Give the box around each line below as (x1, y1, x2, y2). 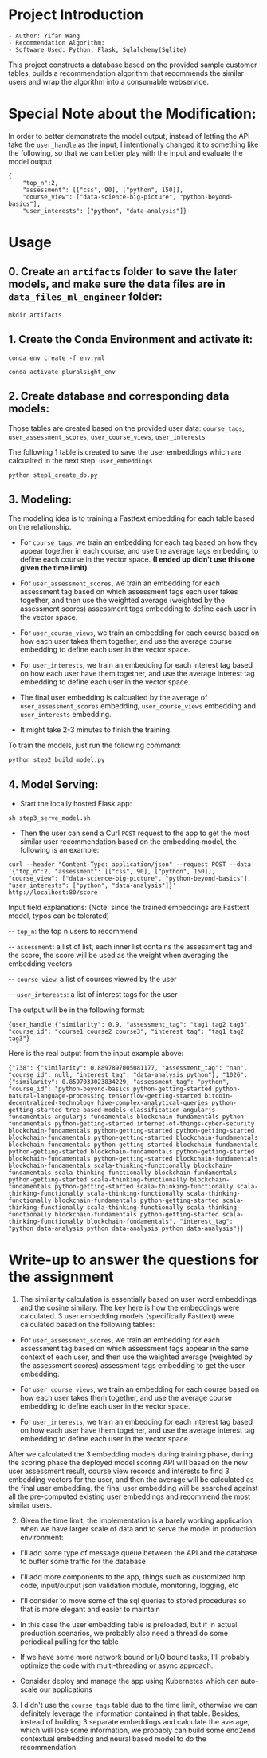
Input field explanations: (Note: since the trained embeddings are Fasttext (8, 903, 249, 913)
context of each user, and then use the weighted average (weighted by (19, 1352, 253, 1362)
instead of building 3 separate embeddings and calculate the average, (19, 1717, 250, 1727)
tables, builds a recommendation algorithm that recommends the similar (8, 68, 245, 77)
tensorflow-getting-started (108, 1092, 202, 1100)
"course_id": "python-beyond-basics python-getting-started (8, 1085, 213, 1094)
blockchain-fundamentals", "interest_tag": (86, 1218, 234, 1226)
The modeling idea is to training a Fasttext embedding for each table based (8, 514, 255, 523)
